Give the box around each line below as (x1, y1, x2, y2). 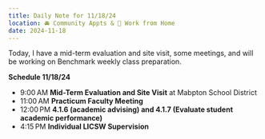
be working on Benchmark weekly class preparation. (8, 57, 182, 66)
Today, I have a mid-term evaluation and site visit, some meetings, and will (8, 49, 254, 58)
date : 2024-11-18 (8, 26, 66, 34)
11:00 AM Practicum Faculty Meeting (19, 97, 144, 106)
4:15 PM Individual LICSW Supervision (19, 121, 150, 132)
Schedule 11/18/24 (8, 73, 70, 82)
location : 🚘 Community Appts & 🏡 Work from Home (8, 19, 175, 27)
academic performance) (19, 113, 102, 123)
